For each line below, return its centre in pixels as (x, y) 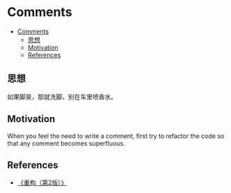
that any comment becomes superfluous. (66, 143)
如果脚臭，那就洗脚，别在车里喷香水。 (62, 96)
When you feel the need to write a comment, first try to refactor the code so (116, 136)
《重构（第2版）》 (42, 183)
